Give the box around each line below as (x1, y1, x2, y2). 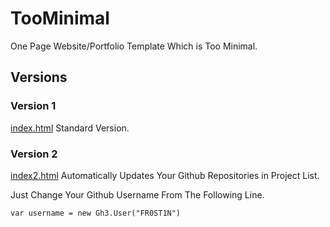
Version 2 (10, 147, 58, 161)
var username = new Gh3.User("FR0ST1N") (10, 208, 182, 218)
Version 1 (10, 99, 57, 113)
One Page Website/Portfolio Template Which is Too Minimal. (10, 40, 258, 52)
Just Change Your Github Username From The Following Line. (10, 188, 265, 201)
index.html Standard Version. (10, 122, 130, 134)
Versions (10, 69, 68, 86)
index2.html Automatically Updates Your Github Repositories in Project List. (10, 169, 320, 181)
